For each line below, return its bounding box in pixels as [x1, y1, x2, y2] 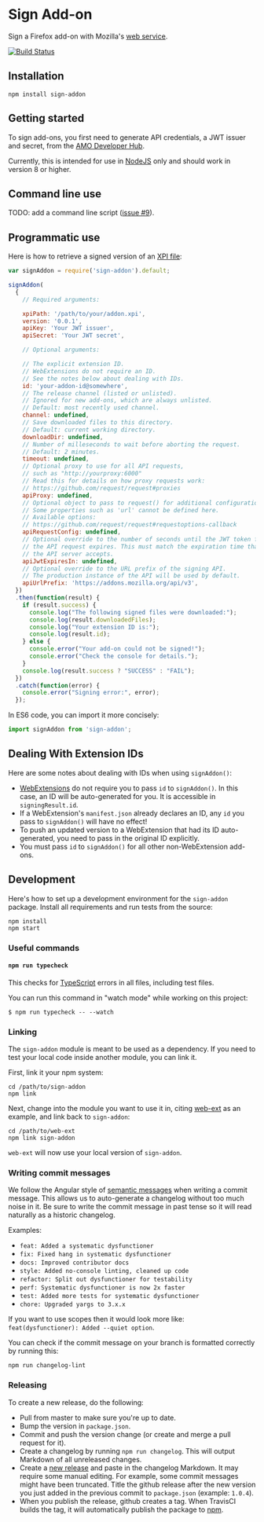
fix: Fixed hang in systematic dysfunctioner [19, 1251, 171, 1259]
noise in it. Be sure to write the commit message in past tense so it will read [8, 1202, 252, 1212]
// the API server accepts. [22, 550, 114, 558]
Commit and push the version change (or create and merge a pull [19, 1429, 231, 1439]
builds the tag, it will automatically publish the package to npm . [19, 1505, 224, 1514]
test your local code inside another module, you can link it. [8, 1053, 198, 1062]
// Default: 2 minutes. [22, 448, 101, 456]
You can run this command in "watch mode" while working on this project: [8, 992, 248, 1003]
